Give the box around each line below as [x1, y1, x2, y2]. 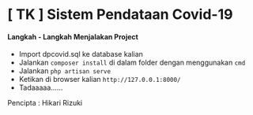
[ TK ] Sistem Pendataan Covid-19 [7, 6, 233, 24]
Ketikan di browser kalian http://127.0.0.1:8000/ [18, 75, 181, 84]
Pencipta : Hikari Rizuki [7, 98, 83, 108]
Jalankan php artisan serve [18, 66, 111, 76]
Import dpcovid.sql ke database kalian [18, 50, 144, 59]
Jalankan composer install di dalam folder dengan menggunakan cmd [18, 57, 246, 68]
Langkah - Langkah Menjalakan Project [7, 32, 139, 41]
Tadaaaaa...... [18, 83, 63, 92]
